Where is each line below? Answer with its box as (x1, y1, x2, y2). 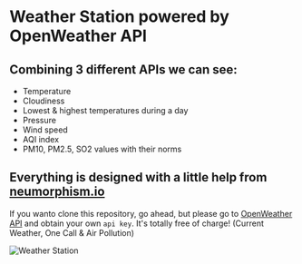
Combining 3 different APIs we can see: (9, 62, 238, 77)
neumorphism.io (9, 184, 105, 200)
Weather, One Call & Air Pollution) (9, 227, 134, 238)
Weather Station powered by (9, 6, 229, 27)
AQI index (22, 134, 60, 144)
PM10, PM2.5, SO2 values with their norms (22, 143, 182, 154)
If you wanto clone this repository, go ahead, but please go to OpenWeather (9, 208, 293, 219)
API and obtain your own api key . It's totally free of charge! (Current (9, 218, 265, 229)
